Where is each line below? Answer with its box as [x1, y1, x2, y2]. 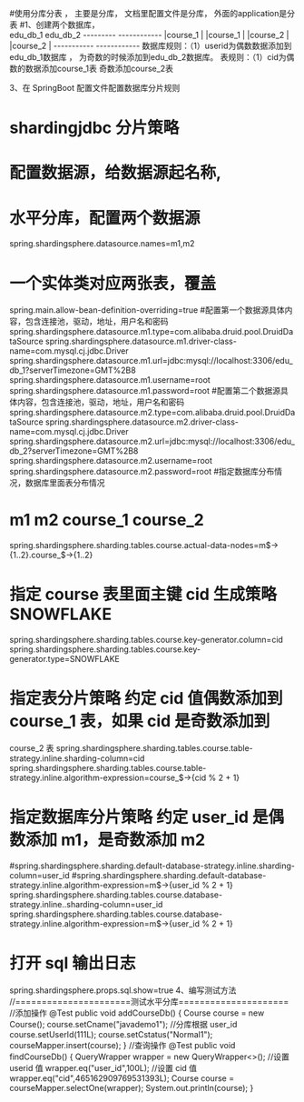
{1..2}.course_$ [9, 549, 66, 561]
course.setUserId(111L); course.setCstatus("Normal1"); [9, 1028, 213, 1039]
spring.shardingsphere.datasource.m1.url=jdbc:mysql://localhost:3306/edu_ [9, 356, 293, 366]
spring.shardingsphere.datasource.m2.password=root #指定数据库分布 [9, 466, 275, 477]
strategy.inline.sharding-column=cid [9, 753, 145, 764]
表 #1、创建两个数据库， [9, 19, 100, 30]
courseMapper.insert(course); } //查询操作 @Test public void [9, 1039, 236, 1050]
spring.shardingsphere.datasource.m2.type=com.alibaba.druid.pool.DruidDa [9, 407, 296, 418]
